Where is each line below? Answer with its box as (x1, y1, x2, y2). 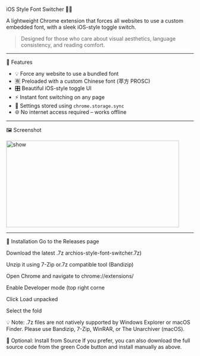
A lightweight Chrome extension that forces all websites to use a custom (6, 17, 183, 24)
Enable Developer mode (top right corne (6, 284, 105, 291)
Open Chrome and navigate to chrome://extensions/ (6, 273, 134, 280)
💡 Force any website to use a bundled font (14, 70, 119, 77)
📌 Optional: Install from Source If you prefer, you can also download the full (6, 337, 190, 344)
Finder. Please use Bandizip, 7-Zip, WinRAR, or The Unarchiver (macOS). (6, 326, 185, 332)
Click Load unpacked (6, 296, 58, 302)
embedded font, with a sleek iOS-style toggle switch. (6, 24, 136, 30)
